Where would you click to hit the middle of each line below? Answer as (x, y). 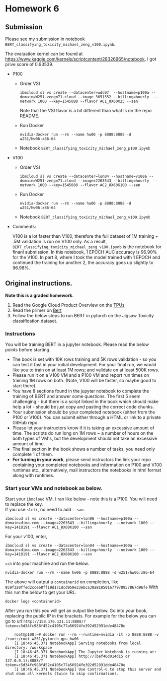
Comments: (24, 227)
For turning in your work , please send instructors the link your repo (82, 460)
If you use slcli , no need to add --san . (45, 510)
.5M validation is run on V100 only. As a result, (60, 241)
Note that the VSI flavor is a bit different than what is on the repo (86, 110)
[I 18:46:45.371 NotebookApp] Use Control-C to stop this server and (88, 670)
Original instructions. (39, 283)
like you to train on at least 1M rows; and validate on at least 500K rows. (86, 370)
